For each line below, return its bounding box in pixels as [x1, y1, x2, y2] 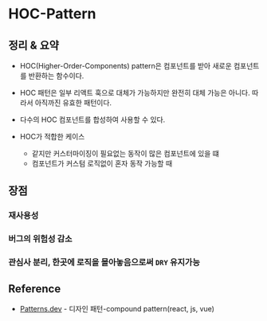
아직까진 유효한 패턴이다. [34, 98, 112, 108]
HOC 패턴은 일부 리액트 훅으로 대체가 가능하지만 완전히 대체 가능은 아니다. [19, 88, 250, 97]
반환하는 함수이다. [28, 71, 84, 80]
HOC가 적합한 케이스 [19, 132, 85, 141]
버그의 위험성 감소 [8, 233, 73, 245]
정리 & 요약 [8, 38, 60, 52]
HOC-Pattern [8, 5, 96, 23]
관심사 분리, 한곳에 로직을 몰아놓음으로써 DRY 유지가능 [8, 256, 201, 268]
